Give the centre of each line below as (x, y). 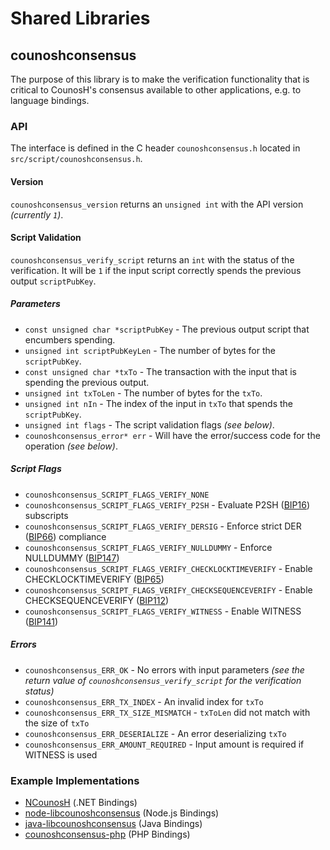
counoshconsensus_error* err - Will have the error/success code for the (172, 435)
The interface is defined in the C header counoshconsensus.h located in (155, 148)
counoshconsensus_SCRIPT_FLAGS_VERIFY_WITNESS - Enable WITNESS (163, 611)
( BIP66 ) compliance (65, 536)
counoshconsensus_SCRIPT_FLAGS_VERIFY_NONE (117, 495)
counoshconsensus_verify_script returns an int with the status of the (152, 259)
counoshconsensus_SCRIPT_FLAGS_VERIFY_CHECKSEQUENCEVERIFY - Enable (168, 589)
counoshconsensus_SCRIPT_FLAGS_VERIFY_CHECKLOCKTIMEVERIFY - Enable (168, 568)
